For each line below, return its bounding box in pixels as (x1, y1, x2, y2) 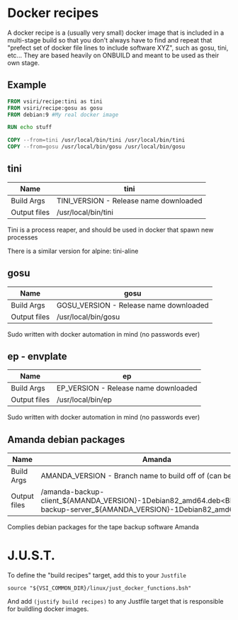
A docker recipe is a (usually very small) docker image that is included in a (7, 28, 225, 37)
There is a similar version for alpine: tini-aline (7, 247, 139, 255)
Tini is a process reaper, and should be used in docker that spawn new (7, 225, 214, 234)
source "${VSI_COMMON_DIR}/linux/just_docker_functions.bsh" (7, 585, 192, 592)
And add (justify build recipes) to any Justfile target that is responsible (7, 597, 224, 606)
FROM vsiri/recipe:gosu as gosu (7, 104, 103, 111)
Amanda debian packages (7, 434, 125, 446)
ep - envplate (7, 351, 67, 363)
